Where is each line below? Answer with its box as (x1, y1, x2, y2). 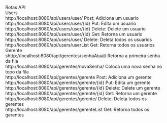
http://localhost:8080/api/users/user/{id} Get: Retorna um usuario (5, 31, 143, 37)
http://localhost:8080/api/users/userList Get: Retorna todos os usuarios (5, 42, 155, 48)
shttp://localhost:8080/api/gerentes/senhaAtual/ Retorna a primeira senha (5, 53, 160, 59)
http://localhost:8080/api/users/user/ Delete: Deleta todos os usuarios (5, 36, 152, 43)
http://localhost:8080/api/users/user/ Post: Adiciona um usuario (5, 15, 139, 21)
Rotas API (5, 5, 26, 10)
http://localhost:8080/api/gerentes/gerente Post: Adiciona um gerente (5, 74, 152, 80)
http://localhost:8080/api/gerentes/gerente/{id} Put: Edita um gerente (5, 79, 151, 86)
